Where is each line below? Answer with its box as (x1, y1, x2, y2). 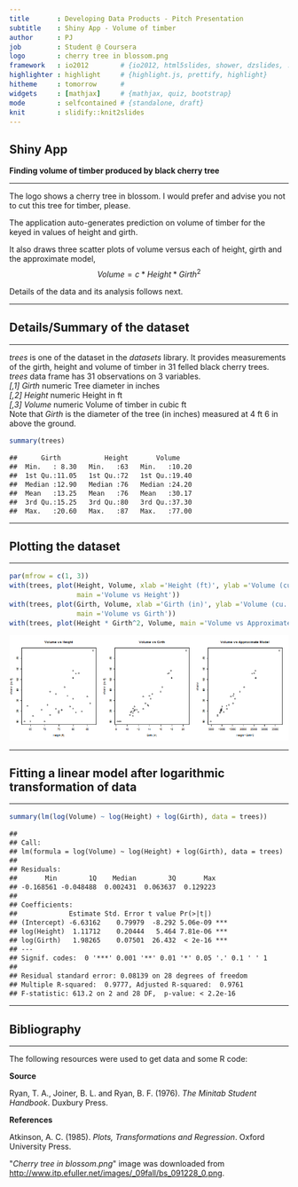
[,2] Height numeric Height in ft (9, 389, 122, 400)
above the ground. (9, 418, 77, 428)
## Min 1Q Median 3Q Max (9, 874, 216, 883)
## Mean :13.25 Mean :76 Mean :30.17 (9, 489, 192, 498)
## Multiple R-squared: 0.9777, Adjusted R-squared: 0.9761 (9, 980, 244, 989)
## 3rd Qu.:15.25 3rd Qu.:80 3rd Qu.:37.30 (9, 498, 192, 507)
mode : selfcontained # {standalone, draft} (9, 98, 204, 107)
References (9, 1114, 53, 1126)
